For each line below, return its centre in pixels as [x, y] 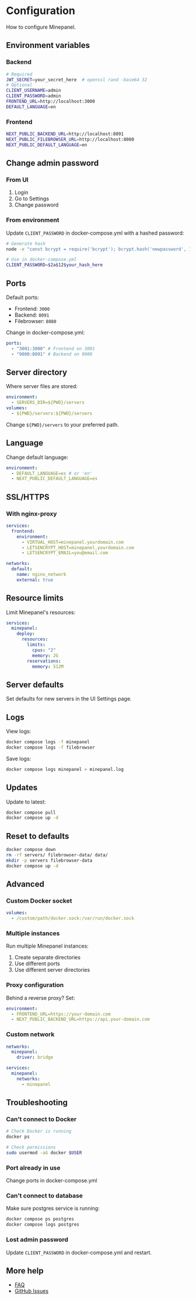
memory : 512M [48, 666]
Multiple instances [33, 933]
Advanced [25, 884]
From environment [33, 220]
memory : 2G [45, 656]
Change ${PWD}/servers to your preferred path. [63, 424]
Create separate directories [47, 958]
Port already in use [33, 1168]
